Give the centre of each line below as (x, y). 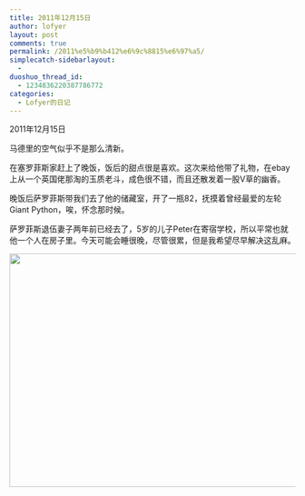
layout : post (34, 35)
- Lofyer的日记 (44, 102)
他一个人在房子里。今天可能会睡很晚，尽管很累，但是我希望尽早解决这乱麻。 (152, 241)
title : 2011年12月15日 (50, 18)
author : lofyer (38, 26)
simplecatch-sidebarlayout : (63, 60)
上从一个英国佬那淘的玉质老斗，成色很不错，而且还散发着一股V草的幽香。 (148, 179)
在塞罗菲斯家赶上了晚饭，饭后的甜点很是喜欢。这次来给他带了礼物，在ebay (150, 168)
